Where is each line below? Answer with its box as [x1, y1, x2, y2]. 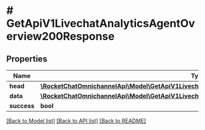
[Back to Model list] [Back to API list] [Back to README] [6, 117, 146, 125]
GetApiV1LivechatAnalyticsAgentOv [6, 16, 195, 30]
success [9, 101, 35, 110]
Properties [6, 53, 48, 64]
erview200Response [6, 30, 115, 43]
